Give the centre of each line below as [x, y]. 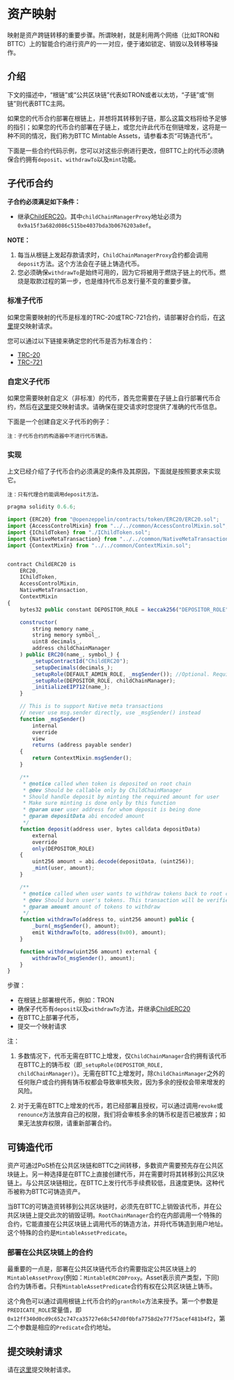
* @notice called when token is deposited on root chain [107, 784]
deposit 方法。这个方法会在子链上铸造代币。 [80, 263]
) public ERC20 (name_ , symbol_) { [70, 655]
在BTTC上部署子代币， [50, 1018]
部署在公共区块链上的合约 [50, 1252]
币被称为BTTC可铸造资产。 [46, 1192]
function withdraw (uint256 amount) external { [88, 951]
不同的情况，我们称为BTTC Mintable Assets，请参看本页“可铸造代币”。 [115, 135]
